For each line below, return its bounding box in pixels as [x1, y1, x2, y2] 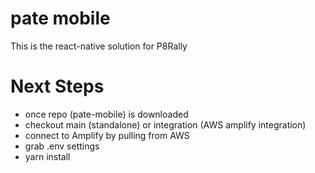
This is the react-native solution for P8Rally [10, 40, 188, 52]
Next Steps [10, 75, 105, 98]
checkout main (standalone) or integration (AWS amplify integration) [24, 118, 307, 131]
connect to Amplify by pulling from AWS [24, 129, 190, 141]
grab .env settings [24, 140, 100, 152]
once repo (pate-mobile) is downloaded [24, 108, 189, 120]
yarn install [24, 150, 71, 162]
